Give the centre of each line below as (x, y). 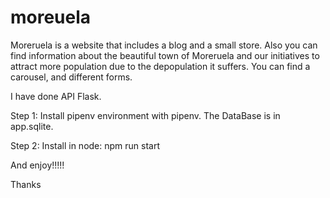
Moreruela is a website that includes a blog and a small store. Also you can (164, 45)
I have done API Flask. (56, 96)
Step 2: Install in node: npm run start (85, 145)
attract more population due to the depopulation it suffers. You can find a (160, 66)
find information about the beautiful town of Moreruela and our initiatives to (165, 55)
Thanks (26, 184)
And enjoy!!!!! (37, 165)
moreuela (51, 17)
